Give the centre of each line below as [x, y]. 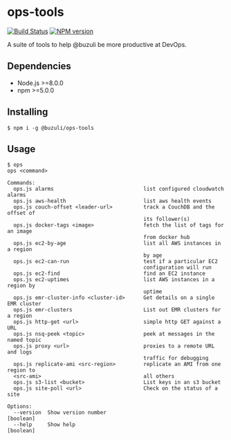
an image [20, 231]
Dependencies [39, 66]
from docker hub [167, 238]
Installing [28, 112]
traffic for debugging [176, 358]
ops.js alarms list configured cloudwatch [119, 189]
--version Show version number [60, 413]
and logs [20, 352]
